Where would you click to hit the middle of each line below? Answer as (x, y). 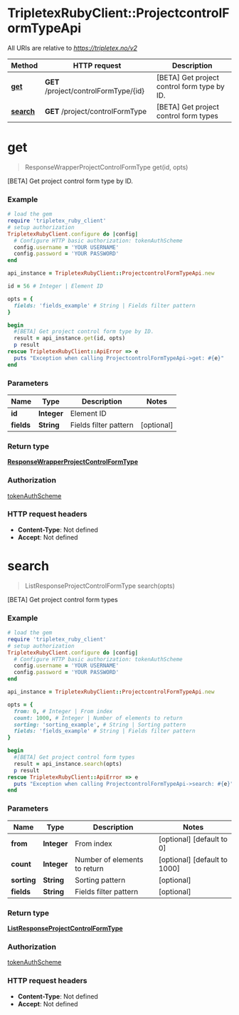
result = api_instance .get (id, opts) (70, 338)
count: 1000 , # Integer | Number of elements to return (98, 718)
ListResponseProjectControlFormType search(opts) (100, 586)
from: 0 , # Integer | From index (63, 711)
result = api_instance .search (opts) (68, 764)
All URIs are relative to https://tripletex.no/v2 (72, 48)
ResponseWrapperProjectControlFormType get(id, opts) (106, 167)
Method (25, 65)
